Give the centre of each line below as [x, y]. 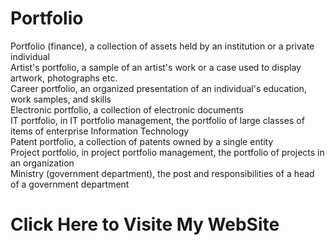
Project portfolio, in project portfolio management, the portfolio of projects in [167, 152]
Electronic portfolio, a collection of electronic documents [127, 109]
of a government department [70, 184]
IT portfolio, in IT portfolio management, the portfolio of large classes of [157, 120]
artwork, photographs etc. [64, 78]
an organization [42, 163]
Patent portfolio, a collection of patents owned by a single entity [142, 141]
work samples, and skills [61, 99]
